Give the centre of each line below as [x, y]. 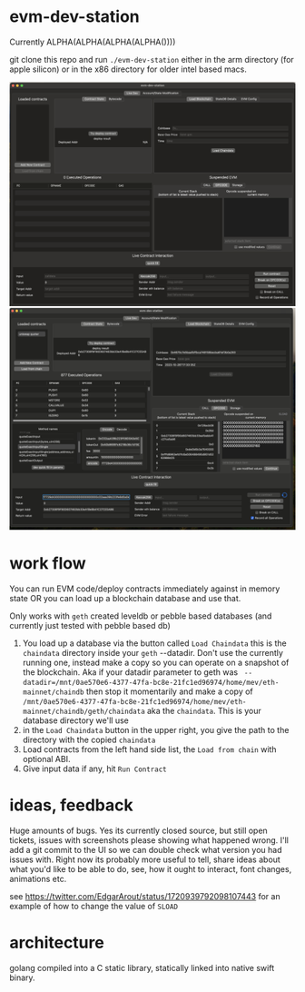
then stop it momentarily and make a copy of [170, 691]
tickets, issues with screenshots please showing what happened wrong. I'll [149, 840]
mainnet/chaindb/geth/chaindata [84, 711]
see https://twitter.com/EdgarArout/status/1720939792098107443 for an [145, 896]
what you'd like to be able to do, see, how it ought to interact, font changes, [151, 868]
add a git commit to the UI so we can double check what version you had [146, 849]
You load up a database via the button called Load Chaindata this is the [155, 643]
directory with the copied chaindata [89, 739]
